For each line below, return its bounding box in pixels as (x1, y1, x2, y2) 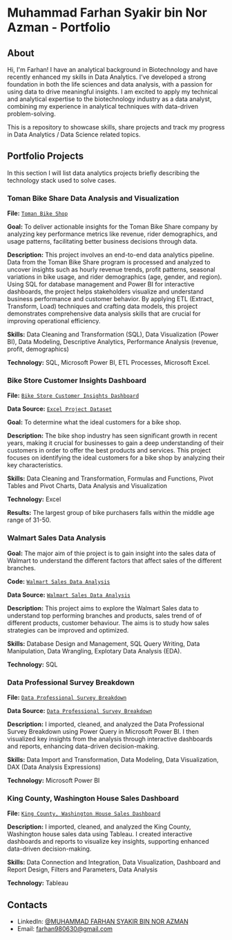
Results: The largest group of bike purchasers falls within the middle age (7, 509, 215, 517)
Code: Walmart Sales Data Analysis (7, 577, 110, 586)
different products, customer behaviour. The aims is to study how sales (7, 618, 209, 627)
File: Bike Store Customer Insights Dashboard (7, 391, 139, 399)
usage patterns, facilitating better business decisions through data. (7, 237, 198, 246)
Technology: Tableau (7, 879, 69, 887)
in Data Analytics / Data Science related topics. (7, 130, 141, 138)
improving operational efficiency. (7, 317, 101, 325)
